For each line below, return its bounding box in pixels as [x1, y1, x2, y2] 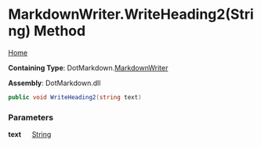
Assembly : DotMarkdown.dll [8, 78, 101, 88]
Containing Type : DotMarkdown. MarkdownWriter [8, 63, 169, 72]
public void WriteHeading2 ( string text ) [8, 93, 143, 101]
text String [8, 130, 52, 139]
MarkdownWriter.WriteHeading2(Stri [8, 5, 255, 23]
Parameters [8, 112, 53, 123]
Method [34, 22, 86, 40]
